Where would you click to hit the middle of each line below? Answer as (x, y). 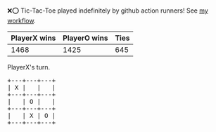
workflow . (21, 21)
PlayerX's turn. (29, 67)
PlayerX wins (33, 38)
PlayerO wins (85, 38)
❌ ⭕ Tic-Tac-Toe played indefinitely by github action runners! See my (108, 11)
